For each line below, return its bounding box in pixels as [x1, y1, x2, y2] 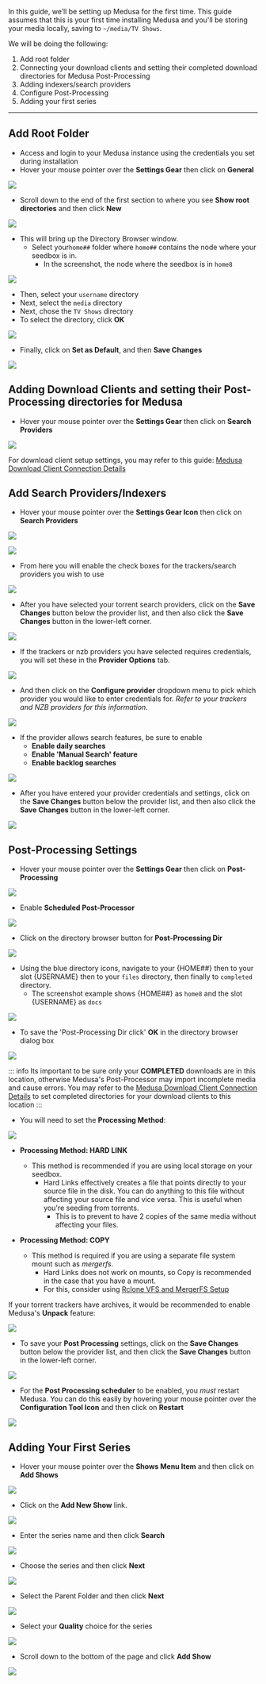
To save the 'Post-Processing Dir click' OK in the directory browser [19, 1027, 239, 1037]
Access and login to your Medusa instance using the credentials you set [19, 148, 255, 157]
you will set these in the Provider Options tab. [19, 655, 170, 665]
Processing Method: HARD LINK [19, 1146, 128, 1155]
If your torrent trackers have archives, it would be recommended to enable [8, 1300, 251, 1309]
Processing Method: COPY [19, 1235, 110, 1245]
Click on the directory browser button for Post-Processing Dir [19, 933, 223, 943]
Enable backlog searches [31, 758, 117, 768]
